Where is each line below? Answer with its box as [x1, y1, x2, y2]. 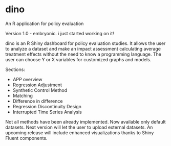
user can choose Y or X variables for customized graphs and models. [5, 56, 152, 62]
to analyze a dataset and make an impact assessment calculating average [5, 45, 161, 52]
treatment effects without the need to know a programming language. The [5, 51, 161, 57]
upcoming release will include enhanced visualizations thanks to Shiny [5, 129, 154, 136]
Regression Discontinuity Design [12, 103, 82, 109]
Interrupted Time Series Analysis [12, 109, 82, 115]
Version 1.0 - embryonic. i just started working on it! [5, 30, 114, 36]
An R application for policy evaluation [5, 20, 84, 27]
